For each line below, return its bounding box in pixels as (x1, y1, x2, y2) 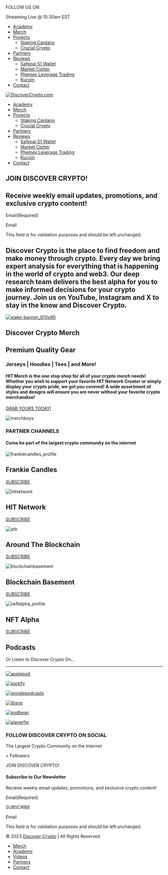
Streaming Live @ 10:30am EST (5, 14, 70, 19)
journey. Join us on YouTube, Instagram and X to (5, 293, 159, 301)
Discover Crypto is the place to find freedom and (5, 246, 160, 254)
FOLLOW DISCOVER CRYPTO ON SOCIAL (5, 731, 107, 738)
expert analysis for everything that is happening (5, 262, 159, 270)
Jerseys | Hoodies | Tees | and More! (5, 360, 96, 367)
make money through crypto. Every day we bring (5, 254, 161, 262)
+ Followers (5, 752, 30, 759)
